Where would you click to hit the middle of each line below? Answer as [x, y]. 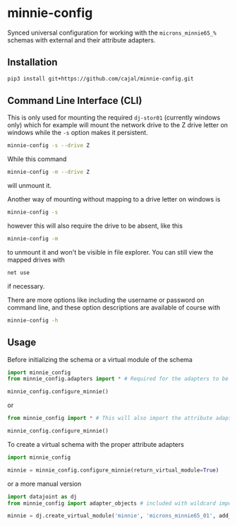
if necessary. [26, 286]
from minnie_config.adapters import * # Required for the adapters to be [118, 379]
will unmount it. [29, 186]
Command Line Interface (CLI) [75, 101]
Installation [32, 63]
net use [19, 273]
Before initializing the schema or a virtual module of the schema [100, 359]
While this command [37, 159]
